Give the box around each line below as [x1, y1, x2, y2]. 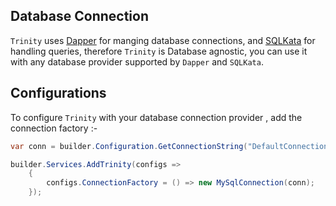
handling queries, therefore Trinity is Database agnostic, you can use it [10, 45, 308, 57]
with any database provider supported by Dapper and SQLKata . [10, 55, 264, 68]
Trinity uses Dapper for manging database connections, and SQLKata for [10, 34, 316, 46]
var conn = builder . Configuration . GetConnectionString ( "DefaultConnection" [10, 141, 333, 151]
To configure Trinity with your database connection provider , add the [10, 111, 303, 123]
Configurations [10, 85, 107, 102]
